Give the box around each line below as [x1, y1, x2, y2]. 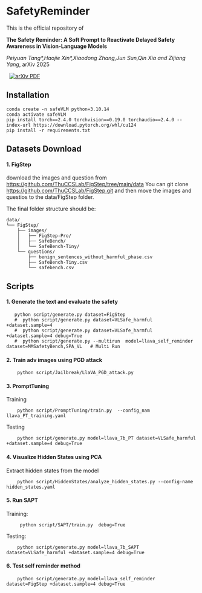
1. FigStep [6, 161, 31, 168]
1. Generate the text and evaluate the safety [6, 298, 118, 306]
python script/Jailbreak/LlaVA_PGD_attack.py [17, 370, 134, 376]
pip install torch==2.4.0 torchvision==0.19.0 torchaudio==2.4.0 [6, 116, 174, 122]
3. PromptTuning [6, 382, 50, 389]
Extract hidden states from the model [6, 467, 99, 474]
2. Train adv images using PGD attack [6, 356, 103, 363]
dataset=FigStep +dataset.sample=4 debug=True [6, 581, 126, 587]
